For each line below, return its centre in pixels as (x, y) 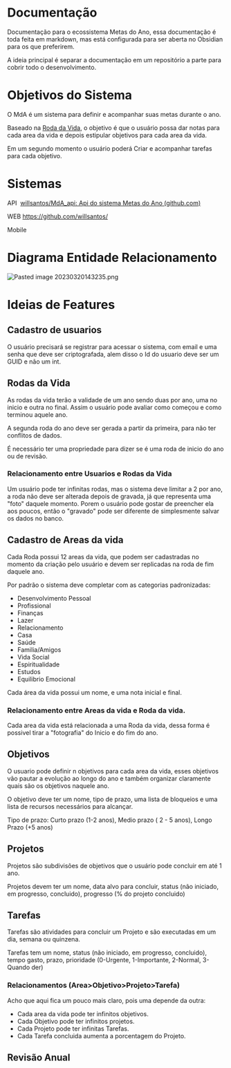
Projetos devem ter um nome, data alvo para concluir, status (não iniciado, (113, 886)
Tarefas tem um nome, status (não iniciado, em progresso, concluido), (107, 953)
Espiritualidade (38, 664)
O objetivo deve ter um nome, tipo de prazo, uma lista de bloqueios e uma (112, 799)
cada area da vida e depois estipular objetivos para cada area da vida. (107, 135)
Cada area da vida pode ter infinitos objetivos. (83, 1013)
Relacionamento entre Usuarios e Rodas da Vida (90, 474)
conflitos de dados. (35, 435)
